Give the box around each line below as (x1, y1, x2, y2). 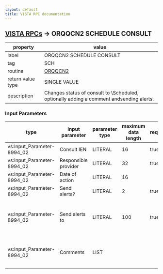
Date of (60, 170, 77, 177)
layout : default (5, 7, 38, 12)
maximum (122, 122, 146, 129)
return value (7, 76, 35, 82)
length (126, 135, 142, 141)
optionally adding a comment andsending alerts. (44, 95, 154, 102)
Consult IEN (60, 146, 87, 152)
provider (60, 163, 79, 169)
